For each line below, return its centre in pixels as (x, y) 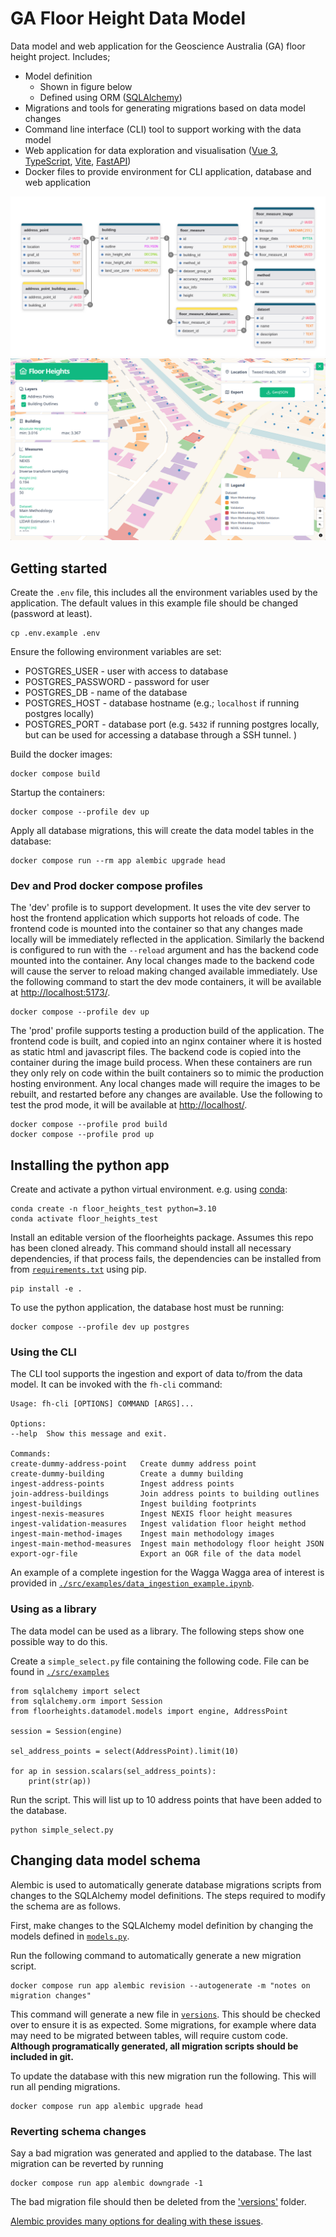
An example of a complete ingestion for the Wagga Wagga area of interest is (167, 1573)
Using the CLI (43, 1352)
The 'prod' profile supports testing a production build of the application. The (167, 1031)
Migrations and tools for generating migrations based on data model (165, 108)
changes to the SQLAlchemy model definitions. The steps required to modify (168, 1895)
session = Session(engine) (66, 1731)
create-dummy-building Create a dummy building (127, 1474)
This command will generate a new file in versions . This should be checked (165, 2014)
